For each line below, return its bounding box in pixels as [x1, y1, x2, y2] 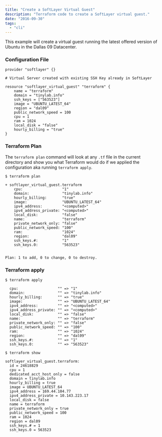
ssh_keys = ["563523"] [14, 97, 60, 102]
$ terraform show [5, 350, 41, 355]
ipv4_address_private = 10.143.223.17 [9, 393, 89, 398]
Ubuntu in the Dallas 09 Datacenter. [5, 44, 77, 50]
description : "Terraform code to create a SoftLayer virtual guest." [5, 12, 150, 17]
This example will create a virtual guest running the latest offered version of [5, 39, 158, 45]
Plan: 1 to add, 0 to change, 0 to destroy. [5, 255, 97, 260]
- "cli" [9, 25, 25, 30]
